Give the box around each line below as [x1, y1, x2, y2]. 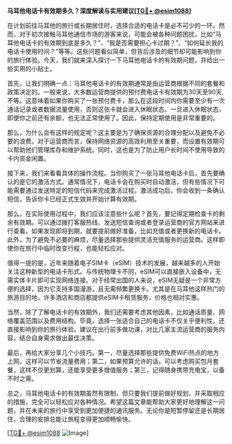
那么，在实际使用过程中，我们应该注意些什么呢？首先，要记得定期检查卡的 [7, 210, 219, 218]
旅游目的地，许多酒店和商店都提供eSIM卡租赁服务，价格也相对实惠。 [7, 293, 204, 301]
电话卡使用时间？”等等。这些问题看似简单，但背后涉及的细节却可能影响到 [7, 48, 216, 55]
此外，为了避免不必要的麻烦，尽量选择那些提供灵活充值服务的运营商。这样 [7, 235, 219, 244]
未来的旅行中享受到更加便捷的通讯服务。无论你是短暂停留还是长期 [30, 407, 219, 414]
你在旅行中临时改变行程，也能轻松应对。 [12, 244, 128, 252]
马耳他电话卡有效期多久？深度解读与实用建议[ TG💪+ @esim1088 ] [7, 7, 192, 15]
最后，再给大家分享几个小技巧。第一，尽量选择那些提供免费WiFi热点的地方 [7, 349, 220, 356]
